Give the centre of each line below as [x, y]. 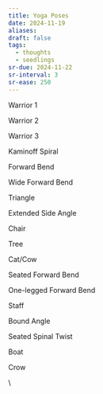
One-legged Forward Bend [52, 290]
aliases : [23, 30]
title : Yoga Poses [38, 16]
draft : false [30, 38]
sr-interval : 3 [33, 75]
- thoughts [33, 53]
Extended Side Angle [42, 213]
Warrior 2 [24, 120]
